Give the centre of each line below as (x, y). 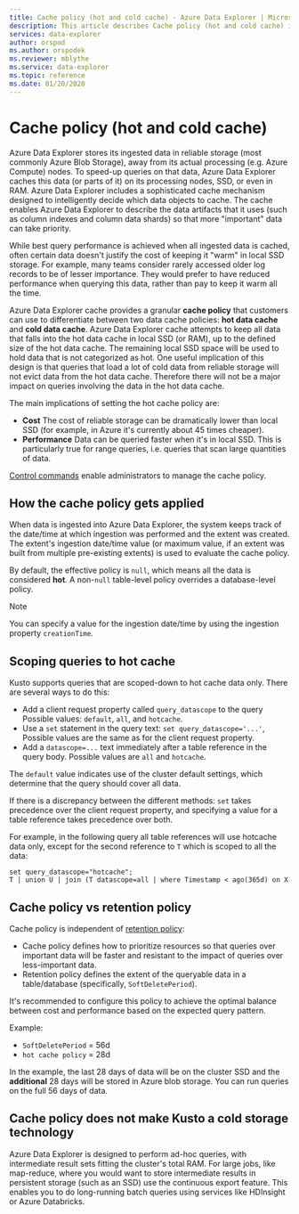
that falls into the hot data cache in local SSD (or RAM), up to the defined (142, 338)
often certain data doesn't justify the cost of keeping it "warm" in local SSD (147, 255)
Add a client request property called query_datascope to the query (142, 710)
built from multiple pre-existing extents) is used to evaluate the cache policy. (149, 553)
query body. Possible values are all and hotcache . (114, 757)
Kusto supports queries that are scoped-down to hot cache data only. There (149, 683)
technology (41, 1133)
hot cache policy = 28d (66, 1055)
